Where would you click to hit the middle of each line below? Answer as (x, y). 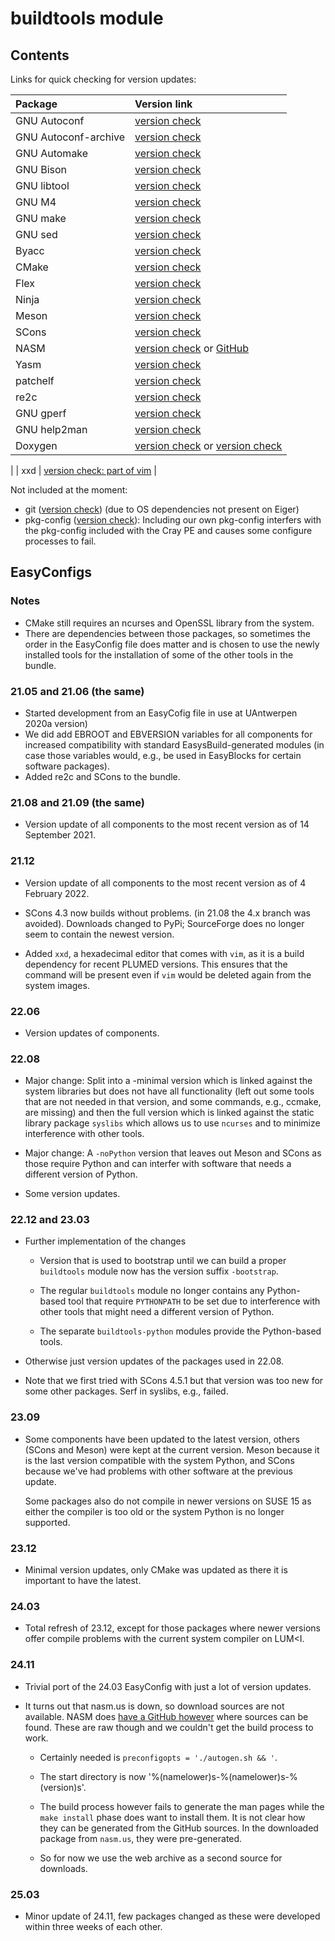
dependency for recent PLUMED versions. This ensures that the (156, 964)
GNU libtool (42, 185)
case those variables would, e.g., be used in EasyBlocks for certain (163, 755)
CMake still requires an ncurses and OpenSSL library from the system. (169, 623)
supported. (47, 1522)
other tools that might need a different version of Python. (157, 1312)
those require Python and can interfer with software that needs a (158, 1164)
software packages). (67, 766)
